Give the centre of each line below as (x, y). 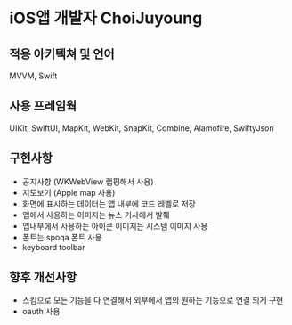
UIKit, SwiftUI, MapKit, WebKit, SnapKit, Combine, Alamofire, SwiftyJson (142, 128)
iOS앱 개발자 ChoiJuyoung (106, 18)
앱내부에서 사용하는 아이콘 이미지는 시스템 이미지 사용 (115, 226)
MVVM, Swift (33, 76)
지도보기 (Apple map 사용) (69, 192)
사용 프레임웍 (43, 106)
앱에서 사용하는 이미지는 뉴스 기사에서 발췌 (96, 215)
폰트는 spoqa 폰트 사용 (62, 237)
